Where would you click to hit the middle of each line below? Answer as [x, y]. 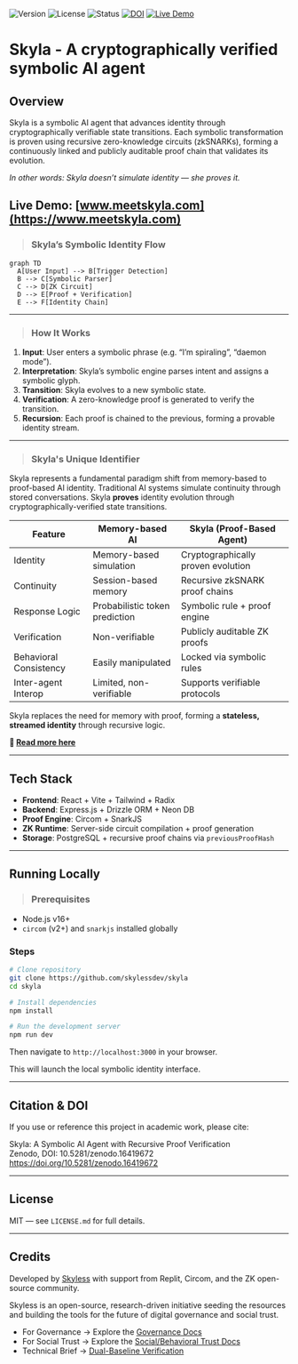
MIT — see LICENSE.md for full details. [77, 1220]
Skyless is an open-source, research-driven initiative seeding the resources [148, 1305]
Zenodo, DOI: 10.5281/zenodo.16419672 [82, 1154]
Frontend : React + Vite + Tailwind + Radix [98, 800]
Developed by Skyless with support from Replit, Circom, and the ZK [132, 1278]
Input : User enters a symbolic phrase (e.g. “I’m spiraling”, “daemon [144, 352]
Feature [49, 534]
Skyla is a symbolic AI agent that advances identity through [118, 123]
